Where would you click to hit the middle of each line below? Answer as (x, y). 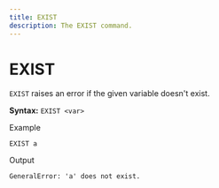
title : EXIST (33, 17)
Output (22, 161)
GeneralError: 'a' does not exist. (75, 177)
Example (25, 128)
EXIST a (23, 144)
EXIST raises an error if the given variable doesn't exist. (109, 94)
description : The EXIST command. (71, 26)
